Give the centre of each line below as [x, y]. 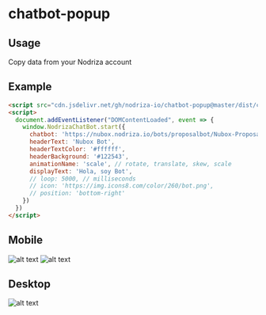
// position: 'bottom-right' [77, 194]
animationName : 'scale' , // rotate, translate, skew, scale [130, 164]
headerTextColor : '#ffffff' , [77, 150]
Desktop [30, 285]
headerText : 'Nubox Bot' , [72, 142]
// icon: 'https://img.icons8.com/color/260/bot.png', [122, 186]
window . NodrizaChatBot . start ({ [74, 127]
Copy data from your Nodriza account [70, 62]
